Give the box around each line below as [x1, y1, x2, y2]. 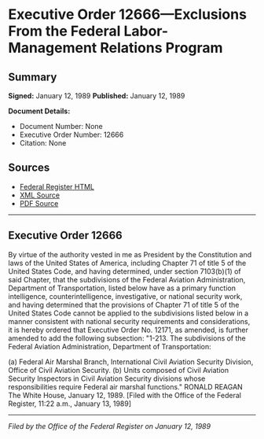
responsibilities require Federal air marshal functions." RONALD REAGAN [8, 382, 244, 391]
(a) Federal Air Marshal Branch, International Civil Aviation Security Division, [8, 356, 254, 367]
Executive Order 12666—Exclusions [8, 6, 247, 24]
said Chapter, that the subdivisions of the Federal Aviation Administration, [8, 275, 246, 284]
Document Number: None [19, 122, 104, 131]
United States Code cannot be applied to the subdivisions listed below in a [8, 308, 249, 318]
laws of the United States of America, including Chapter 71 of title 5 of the [8, 258, 247, 267]
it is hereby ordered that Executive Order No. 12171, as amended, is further [8, 325, 249, 334]
